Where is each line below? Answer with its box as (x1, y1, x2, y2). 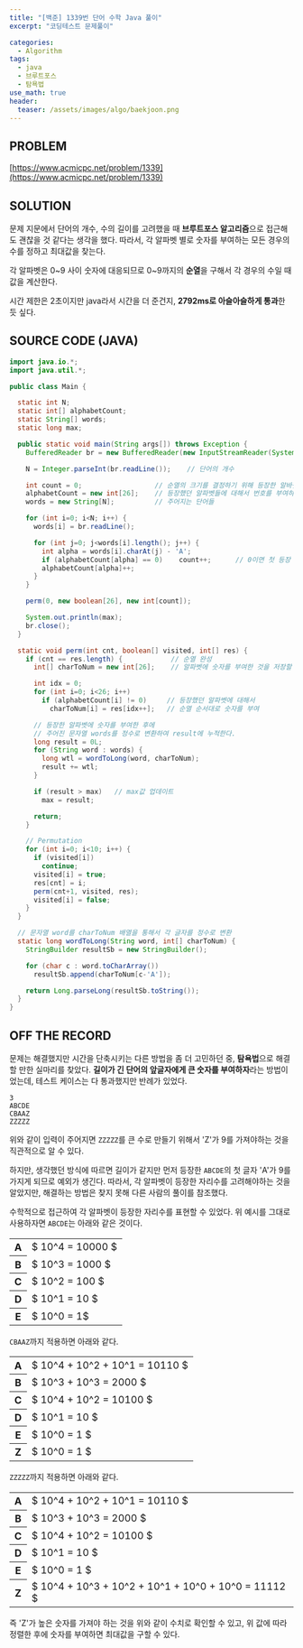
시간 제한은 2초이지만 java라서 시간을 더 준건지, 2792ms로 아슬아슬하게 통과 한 (9, 295, 286, 306)
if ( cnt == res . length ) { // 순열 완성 (25, 654, 212, 663)
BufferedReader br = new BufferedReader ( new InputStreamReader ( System (25, 448, 297, 457)
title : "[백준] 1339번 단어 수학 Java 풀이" (9, 13, 162, 23)
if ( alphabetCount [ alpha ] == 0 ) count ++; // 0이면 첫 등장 (41, 555, 291, 564)
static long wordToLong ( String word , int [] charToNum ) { (17, 937, 236, 946)
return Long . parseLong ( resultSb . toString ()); (25, 986, 200, 995)
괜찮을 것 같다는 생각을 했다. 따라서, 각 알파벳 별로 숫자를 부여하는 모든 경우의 (18, 235, 290, 245)
